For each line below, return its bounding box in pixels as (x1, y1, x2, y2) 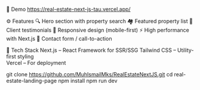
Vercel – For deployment (6, 60, 66, 66)
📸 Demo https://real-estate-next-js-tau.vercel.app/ (6, 6, 131, 13)
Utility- (177, 46, 194, 54)
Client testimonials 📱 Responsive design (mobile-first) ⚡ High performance (6, 27, 189, 33)
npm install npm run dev (58, 77, 118, 84)
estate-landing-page (6, 77, 57, 84)
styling (17, 53, 34, 60)
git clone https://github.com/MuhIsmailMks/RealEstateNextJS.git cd (6, 71, 173, 77)
